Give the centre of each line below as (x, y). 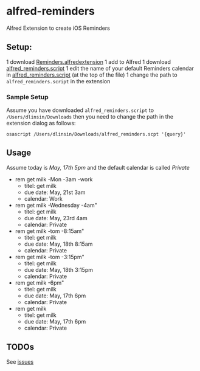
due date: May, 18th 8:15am (58, 244)
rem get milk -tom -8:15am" (50, 231)
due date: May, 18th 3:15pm (58, 269)
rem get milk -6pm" (40, 283)
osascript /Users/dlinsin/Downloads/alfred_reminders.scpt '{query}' (96, 134)
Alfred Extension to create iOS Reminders (58, 28)
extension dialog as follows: (41, 123)
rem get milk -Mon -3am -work (54, 179)
